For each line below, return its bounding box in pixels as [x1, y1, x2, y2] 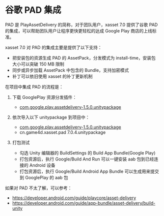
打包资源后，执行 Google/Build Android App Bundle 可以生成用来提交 [19, 168, 160, 174]
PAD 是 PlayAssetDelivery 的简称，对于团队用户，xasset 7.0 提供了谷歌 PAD [5, 22, 158, 28]
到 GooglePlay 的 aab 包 [19, 174, 68, 180]
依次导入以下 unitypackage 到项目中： [12, 114, 90, 120]
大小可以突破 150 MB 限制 [12, 61, 65, 67]
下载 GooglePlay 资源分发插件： [12, 94, 77, 100]
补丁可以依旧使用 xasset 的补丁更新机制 [12, 73, 93, 79]
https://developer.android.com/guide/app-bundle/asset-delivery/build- [12, 200, 156, 206]
